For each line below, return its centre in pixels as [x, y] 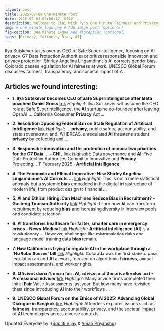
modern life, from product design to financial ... [60, 189]
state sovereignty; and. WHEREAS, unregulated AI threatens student [81, 134]
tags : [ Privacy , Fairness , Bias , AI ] [43, 37]
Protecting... [24, 164]
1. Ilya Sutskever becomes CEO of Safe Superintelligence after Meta [82, 98]
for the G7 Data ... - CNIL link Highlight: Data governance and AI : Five [82, 154]
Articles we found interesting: [51, 87]
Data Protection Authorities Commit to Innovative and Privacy [74, 158]
